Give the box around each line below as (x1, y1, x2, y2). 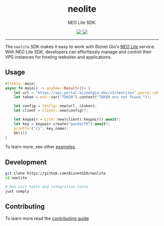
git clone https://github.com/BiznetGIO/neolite (5, 171, 106, 176)
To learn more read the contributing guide (5, 215, 89, 221)
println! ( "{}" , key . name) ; (14, 126, 69, 131)
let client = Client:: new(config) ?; (14, 108, 89, 113)
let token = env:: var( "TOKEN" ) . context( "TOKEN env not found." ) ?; (14, 95, 152, 100)
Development (5, 158, 47, 166)
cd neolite (5, 176, 27, 181)
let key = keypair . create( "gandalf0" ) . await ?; (14, 121, 110, 126)
